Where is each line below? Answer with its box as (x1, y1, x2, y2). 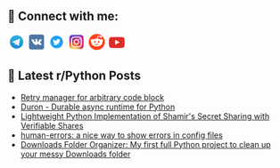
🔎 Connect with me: (7, 9, 119, 24)
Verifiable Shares (20, 120, 84, 131)
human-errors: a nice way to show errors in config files (20, 130, 223, 140)
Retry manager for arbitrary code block (20, 92, 165, 102)
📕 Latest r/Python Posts (7, 68, 142, 84)
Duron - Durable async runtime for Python (20, 101, 176, 112)
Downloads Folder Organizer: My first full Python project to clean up (20, 139, 272, 149)
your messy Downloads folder (20, 148, 131, 159)
